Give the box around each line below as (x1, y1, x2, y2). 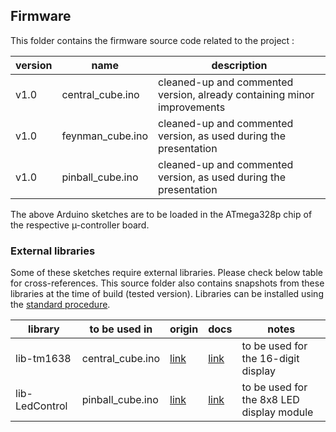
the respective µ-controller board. (10, 219, 150, 231)
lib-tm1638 (15, 352, 72, 366)
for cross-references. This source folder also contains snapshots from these (10, 277, 325, 289)
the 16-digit (241, 352, 300, 366)
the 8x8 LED (241, 393, 300, 407)
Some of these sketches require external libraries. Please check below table (10, 267, 323, 279)
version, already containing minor (158, 87, 315, 101)
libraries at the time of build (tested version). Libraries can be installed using (10, 288, 324, 300)
